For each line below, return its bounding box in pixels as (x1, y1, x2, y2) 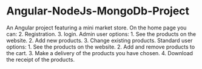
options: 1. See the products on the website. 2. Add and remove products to (6, 43, 195, 50)
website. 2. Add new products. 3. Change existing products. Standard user (6, 37, 193, 44)
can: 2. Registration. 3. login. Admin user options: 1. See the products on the (6, 30, 196, 37)
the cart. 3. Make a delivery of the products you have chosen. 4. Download (6, 49, 193, 56)
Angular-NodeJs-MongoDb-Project (6, 4, 190, 18)
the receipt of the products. (6, 56, 75, 63)
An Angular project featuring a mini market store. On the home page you (6, 24, 187, 31)
